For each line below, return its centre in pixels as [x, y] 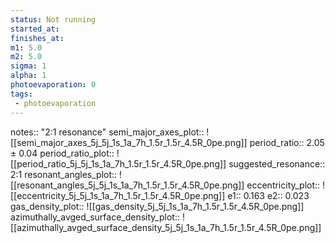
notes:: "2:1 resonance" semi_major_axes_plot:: [107, 132]
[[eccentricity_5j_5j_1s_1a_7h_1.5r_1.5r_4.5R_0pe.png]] [118, 195]
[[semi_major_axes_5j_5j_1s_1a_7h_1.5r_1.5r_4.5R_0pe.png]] [129, 142]
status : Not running [53, 19]
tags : [21, 94]
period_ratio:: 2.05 [287, 142]
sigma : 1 [28, 66]
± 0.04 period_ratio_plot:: [62, 153]
